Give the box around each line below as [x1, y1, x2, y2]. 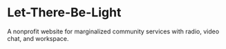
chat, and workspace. [7, 34, 69, 42]
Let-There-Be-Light [7, 5, 122, 20]
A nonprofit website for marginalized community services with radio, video [7, 27, 220, 35]
